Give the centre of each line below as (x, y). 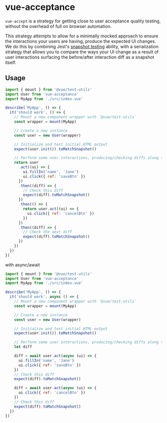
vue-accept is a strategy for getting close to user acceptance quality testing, (83, 21)
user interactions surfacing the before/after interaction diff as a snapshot (80, 57)
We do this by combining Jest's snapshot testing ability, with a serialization (82, 46)
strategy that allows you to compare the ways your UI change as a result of (82, 52)
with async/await (23, 265)
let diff (23, 347)
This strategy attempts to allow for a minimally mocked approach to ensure (82, 36)
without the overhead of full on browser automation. (58, 26)
